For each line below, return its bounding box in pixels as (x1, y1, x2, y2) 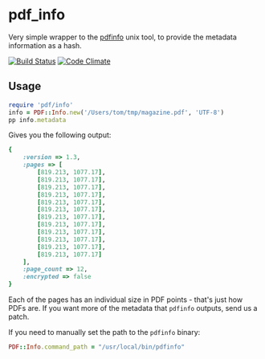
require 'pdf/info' (8, 100, 74, 109)
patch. (8, 312, 30, 321)
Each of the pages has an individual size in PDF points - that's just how (8, 295, 243, 304)
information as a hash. (8, 40, 82, 50)
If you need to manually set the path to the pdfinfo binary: (8, 328, 201, 337)
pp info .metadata (8, 116, 67, 124)
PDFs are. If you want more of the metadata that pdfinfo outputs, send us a (8, 304, 258, 312)
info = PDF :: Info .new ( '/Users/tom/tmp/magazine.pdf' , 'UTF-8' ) (8, 108, 225, 116)
